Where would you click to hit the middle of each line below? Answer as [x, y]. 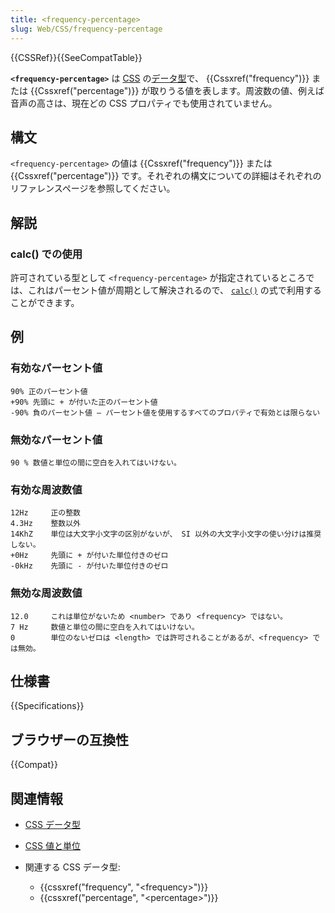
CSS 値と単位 [52, 846]
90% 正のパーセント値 [49, 391]
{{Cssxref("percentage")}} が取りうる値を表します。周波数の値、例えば [177, 90]
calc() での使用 [46, 254]
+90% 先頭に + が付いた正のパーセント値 [84, 402]
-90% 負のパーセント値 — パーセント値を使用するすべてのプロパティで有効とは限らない [165, 412]
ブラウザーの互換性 [69, 739]
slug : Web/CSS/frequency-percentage [86, 29]
